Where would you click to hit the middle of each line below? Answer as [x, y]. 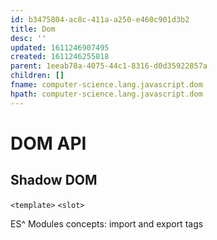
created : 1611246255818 [60, 57]
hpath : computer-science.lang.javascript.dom [106, 94]
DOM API [48, 143]
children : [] [37, 76]
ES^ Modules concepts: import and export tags [107, 223]
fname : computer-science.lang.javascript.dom [106, 85]
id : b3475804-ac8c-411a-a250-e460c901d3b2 [100, 19]
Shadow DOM [54, 180]
